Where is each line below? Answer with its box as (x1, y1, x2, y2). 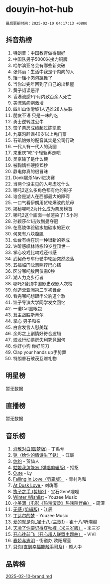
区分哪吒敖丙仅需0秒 (12, 268, 55, 274)
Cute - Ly (12, 470, 32, 476)
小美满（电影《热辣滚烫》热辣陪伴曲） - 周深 (12, 500, 105, 506)
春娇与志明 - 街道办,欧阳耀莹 (12, 538, 72, 544)
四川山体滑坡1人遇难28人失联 (12, 106, 73, 112)
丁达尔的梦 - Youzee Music (12, 513, 69, 519)
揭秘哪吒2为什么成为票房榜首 (12, 205, 73, 211)
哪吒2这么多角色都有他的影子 (12, 187, 73, 193)
